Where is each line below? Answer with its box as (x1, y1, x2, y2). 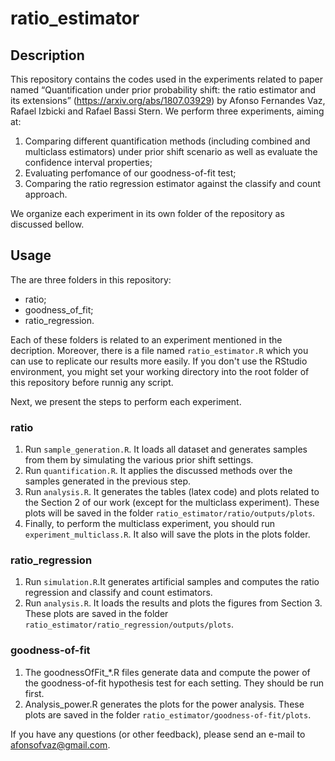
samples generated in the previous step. (24, 475, 192, 487)
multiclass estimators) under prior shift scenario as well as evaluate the (24, 146, 318, 157)
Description (10, 47, 85, 64)
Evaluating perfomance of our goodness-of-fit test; (24, 167, 237, 179)
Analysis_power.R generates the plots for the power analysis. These (24, 698, 305, 710)
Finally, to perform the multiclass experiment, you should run (24, 518, 276, 530)
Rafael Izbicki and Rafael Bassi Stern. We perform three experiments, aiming (10, 105, 325, 117)
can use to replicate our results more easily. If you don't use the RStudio (10, 355, 308, 367)
